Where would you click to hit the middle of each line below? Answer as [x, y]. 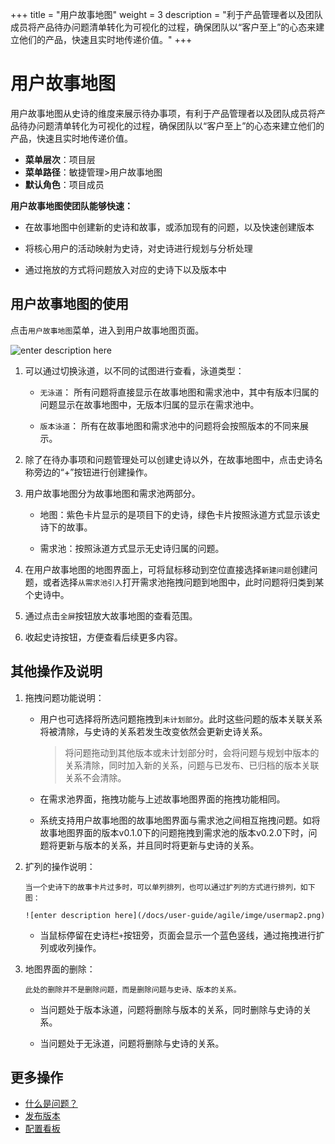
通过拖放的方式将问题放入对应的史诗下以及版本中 [125, 269]
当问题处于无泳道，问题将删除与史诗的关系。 [132, 1043]
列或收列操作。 [70, 947]
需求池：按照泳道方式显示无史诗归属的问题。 [132, 548]
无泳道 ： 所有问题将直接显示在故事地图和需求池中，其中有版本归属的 [179, 392]
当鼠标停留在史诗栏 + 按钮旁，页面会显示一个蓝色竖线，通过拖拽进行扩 [182, 935]
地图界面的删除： [60, 969]
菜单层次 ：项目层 [60, 159]
